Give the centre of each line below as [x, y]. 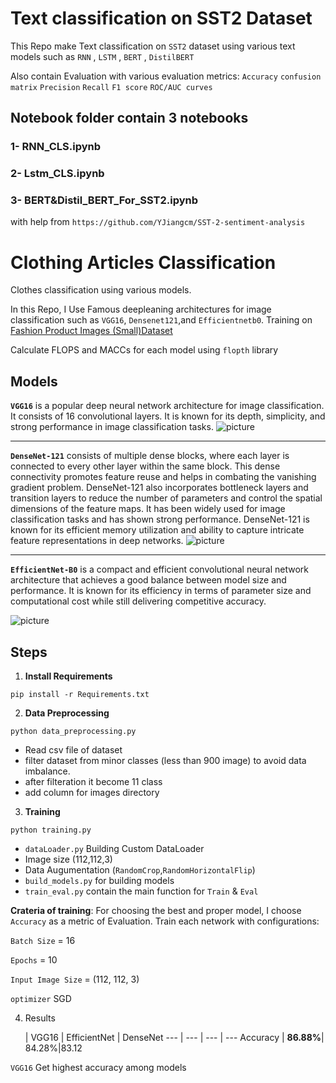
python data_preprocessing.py [73, 732]
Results [40, 1018]
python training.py [51, 830]
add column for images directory [92, 793]
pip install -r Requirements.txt [80, 695]
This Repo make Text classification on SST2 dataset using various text [153, 46]
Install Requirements [68, 676]
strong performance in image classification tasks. [112, 427]
